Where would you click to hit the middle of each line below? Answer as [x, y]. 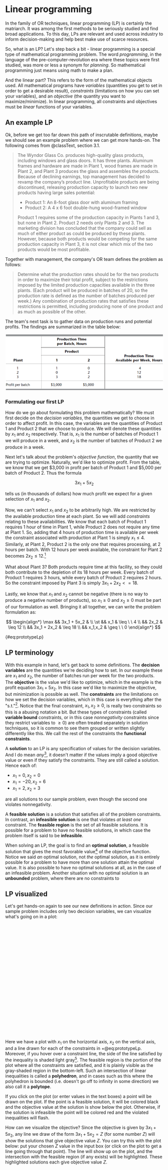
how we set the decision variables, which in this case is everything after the [83, 699]
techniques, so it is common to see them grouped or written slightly [75, 728]
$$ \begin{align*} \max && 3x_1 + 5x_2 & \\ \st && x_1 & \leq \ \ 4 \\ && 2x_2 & [84, 622]
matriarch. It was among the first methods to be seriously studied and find [82, 28]
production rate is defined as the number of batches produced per [86, 296]
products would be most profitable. [54, 249]
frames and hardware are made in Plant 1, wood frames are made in [87, 166]
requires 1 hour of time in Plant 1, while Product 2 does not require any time [83, 527]
